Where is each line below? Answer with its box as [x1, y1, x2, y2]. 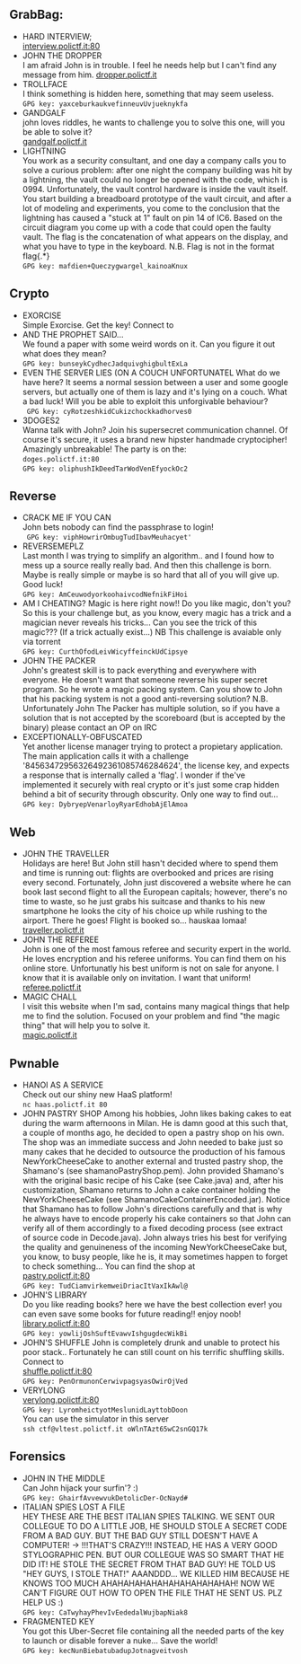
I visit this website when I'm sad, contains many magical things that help [22, 1001, 290, 1012]
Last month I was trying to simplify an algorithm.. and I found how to [22, 550, 275, 561]
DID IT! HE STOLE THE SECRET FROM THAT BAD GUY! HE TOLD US [22, 1558, 276, 1570]
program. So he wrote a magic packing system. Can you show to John [22, 684, 283, 695]
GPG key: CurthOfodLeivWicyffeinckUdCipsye [22, 647, 189, 656]
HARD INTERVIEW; [22, 31, 93, 41]
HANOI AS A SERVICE [22, 1079, 104, 1090]
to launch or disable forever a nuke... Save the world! [22, 1634, 218, 1646]
